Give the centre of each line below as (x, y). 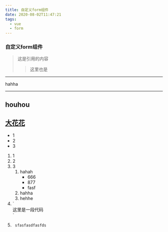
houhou (17, 104)
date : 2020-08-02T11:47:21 (33, 15)
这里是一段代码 (28, 209)
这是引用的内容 (33, 59)
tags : (11, 19)
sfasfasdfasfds (30, 225)
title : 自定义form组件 (27, 10)
